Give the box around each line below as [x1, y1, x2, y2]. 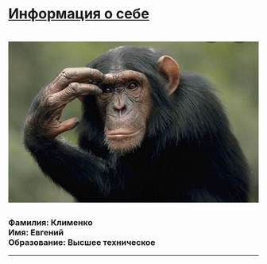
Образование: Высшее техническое [8, 236, 156, 247]
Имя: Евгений [8, 227, 64, 238]
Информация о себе [8, 5, 149, 23]
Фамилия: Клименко [8, 216, 93, 227]
